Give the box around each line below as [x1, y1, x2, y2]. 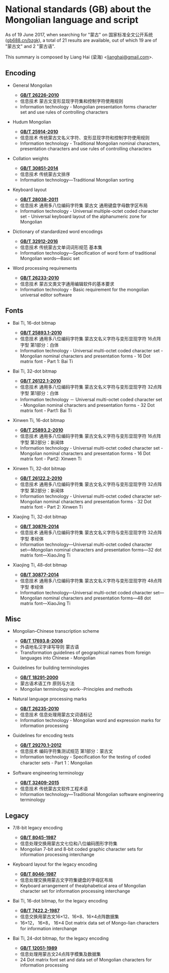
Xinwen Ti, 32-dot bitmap [12, 465, 66, 471]
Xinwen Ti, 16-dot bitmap [12, 417, 65, 423]
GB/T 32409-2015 [20, 780, 60, 786]
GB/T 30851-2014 [20, 165, 59, 171]
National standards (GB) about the [5, 4, 151, 15]
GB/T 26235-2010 [20, 706, 59, 712]
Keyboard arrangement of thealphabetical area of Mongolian [20, 883, 146, 889]
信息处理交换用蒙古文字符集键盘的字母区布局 [20, 877, 114, 883]
